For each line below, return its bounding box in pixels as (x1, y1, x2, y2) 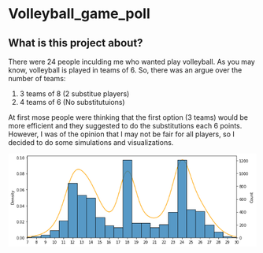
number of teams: (8, 74, 66, 83)
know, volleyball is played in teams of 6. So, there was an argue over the (8, 65, 243, 75)
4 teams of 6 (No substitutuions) (19, 98, 125, 106)
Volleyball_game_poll (8, 5, 151, 23)
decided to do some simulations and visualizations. (8, 138, 174, 147)
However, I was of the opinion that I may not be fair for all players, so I (8, 129, 235, 139)
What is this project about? (8, 36, 143, 50)
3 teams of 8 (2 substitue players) (19, 89, 130, 99)
